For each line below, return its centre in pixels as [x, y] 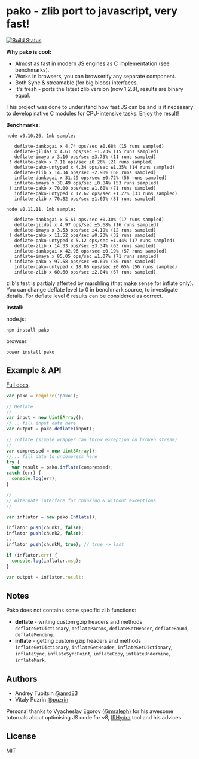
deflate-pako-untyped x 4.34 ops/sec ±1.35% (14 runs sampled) [94, 167]
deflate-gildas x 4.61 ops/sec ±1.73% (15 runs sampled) [87, 151]
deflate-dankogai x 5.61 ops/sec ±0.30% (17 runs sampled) [89, 220]
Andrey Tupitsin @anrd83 [46, 693]
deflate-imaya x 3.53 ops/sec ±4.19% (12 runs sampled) [85, 230]
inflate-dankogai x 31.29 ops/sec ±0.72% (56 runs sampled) [91, 178]
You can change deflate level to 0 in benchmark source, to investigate [92, 289]
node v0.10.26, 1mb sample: [41, 136]
